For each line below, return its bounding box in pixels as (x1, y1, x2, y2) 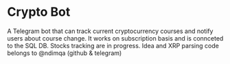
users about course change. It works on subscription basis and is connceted (7, 34, 224, 42)
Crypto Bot (7, 4, 71, 20)
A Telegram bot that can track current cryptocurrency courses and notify (7, 27, 214, 35)
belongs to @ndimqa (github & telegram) (7, 49, 122, 57)
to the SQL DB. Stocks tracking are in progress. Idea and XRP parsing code (7, 41, 220, 50)
